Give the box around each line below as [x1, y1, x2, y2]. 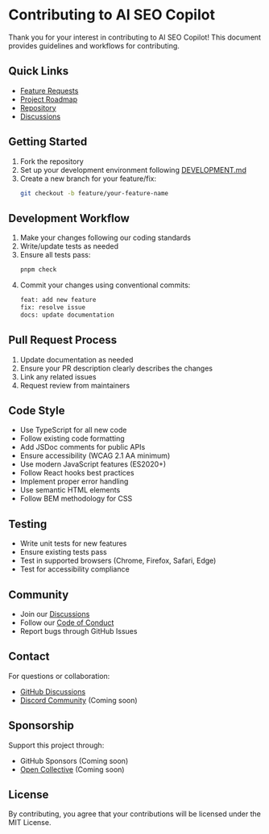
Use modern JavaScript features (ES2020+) [19, 459, 167, 469]
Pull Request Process [8, 333, 118, 347]
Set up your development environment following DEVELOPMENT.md [19, 165, 247, 174]
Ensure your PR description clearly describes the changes [19, 363, 213, 373]
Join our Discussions [19, 610, 90, 618]
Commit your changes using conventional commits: [19, 280, 191, 290]
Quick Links [8, 65, 69, 78]
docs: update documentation [19, 311, 114, 319]
